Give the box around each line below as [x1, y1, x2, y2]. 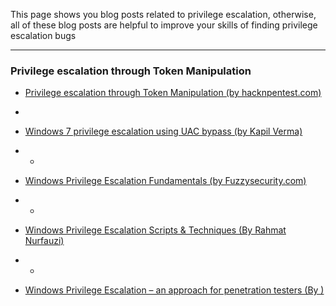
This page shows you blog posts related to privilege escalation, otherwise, [10, 9, 317, 20]
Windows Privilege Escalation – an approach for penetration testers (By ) [24, 284, 325, 296]
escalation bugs [10, 30, 77, 41]
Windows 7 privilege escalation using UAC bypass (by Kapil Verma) [24, 125, 303, 138]
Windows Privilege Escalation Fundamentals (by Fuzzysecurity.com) [24, 175, 307, 187]
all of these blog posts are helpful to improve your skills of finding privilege [10, 19, 318, 31]
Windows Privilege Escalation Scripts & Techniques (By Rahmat [24, 224, 287, 236]
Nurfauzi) [24, 235, 65, 247]
